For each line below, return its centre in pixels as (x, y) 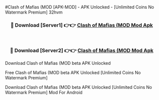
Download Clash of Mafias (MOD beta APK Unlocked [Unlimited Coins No (79, 87)
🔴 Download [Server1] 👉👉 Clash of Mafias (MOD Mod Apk (82, 25)
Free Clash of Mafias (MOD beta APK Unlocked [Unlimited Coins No (73, 72)
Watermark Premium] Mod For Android (44, 92)
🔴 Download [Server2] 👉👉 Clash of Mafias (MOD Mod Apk (82, 51)
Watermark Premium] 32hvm (34, 12)
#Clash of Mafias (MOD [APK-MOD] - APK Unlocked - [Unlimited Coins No (79, 7)
